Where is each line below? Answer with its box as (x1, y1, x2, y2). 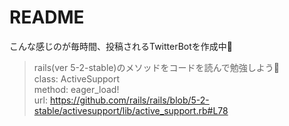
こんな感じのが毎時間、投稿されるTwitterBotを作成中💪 (9, 40, 234, 52)
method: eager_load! (33, 83, 120, 95)
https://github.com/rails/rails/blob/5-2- (49, 94, 210, 106)
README (9, 6, 85, 29)
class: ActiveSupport (33, 72, 121, 85)
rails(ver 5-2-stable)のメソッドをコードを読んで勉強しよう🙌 (33, 61, 280, 73)
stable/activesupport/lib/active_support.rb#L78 (33, 104, 229, 116)
